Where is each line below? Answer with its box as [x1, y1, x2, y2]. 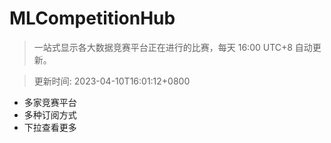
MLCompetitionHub [9, 7, 176, 30]
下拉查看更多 [23, 121, 77, 133]
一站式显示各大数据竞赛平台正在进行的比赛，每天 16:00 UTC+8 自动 [33, 41, 313, 53]
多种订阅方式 [23, 108, 77, 121]
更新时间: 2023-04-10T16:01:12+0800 [33, 75, 191, 87]
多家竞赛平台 [23, 96, 77, 108]
